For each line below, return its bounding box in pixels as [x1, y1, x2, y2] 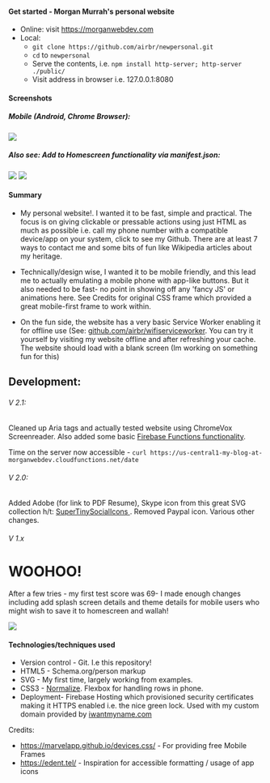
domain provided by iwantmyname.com [19, 709, 152, 719]
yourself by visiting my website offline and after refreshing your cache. [19, 334, 256, 344]
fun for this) [19, 351, 60, 361]
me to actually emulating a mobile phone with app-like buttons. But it [19, 276, 249, 285]
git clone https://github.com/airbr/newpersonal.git [32, 43, 214, 52]
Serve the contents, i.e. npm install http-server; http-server [32, 59, 243, 69]
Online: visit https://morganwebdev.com [19, 24, 154, 34]
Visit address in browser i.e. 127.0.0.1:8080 [32, 75, 174, 84]
